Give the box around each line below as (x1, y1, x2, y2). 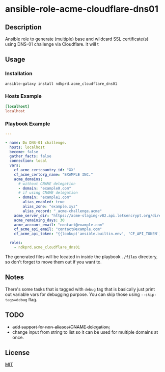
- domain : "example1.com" (18, 195, 71, 200)
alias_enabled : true (23, 200, 65, 205)
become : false (9, 149, 38, 154)
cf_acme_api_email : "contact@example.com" (14, 227, 102, 232)
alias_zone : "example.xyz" (23, 204, 78, 209)
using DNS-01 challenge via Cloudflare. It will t (5, 41, 99, 47)
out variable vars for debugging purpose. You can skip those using (5, 291, 140, 297)
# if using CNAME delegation (18, 190, 78, 195)
